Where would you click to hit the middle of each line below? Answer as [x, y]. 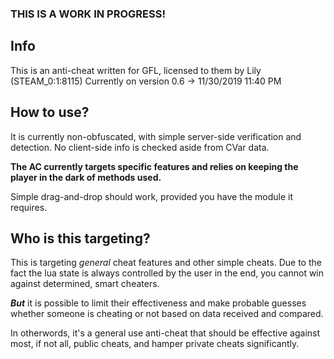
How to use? [50, 112]
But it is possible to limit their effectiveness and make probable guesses [158, 303]
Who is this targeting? [80, 238]
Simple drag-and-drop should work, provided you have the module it [152, 196]
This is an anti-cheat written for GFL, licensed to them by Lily [136, 70]
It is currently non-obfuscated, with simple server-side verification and [156, 136]
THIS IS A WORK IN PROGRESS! [88, 14]
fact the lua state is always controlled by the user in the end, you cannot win [167, 273]
